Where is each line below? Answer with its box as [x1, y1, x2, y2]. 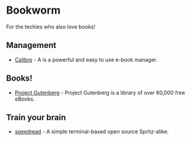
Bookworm [6, 4, 61, 17]
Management [6, 40, 57, 50]
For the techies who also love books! [6, 23, 96, 30]
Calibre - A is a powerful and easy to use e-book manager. [14, 56, 158, 63]
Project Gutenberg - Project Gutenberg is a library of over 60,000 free [14, 89, 185, 96]
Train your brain [6, 112, 66, 122]
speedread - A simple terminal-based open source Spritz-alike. [14, 128, 169, 135]
